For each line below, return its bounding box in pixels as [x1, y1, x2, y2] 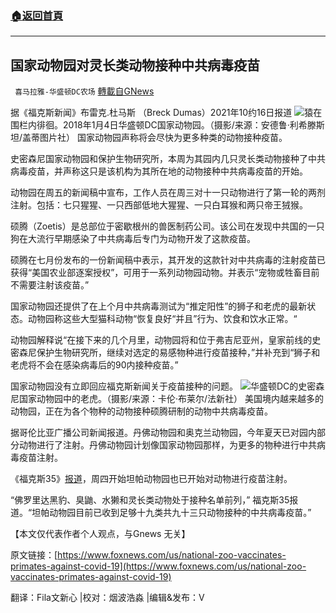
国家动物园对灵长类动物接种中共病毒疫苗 [10, 57, 260, 74]
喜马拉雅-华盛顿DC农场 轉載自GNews [14, 85, 155, 97]
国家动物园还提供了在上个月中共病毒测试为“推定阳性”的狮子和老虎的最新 [10, 300, 308, 312]
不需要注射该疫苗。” [10, 279, 90, 291]
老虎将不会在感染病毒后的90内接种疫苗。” [10, 359, 179, 371]
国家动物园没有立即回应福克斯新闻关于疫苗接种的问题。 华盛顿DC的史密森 [10, 380, 325, 392]
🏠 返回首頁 [10, 8, 64, 22]
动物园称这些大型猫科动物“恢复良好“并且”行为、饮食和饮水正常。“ [27, 313, 298, 325]
